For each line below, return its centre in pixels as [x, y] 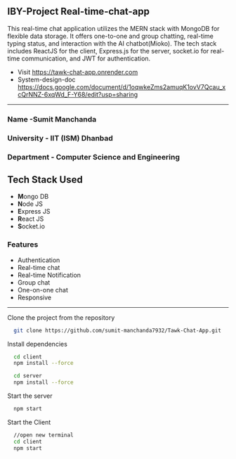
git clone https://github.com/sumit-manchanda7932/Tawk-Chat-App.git [117, 330]
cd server [28, 376]
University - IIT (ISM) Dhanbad [60, 138]
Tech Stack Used [45, 180]
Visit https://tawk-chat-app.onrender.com [78, 72]
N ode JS [30, 204]
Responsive [34, 297]
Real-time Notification [49, 275]
